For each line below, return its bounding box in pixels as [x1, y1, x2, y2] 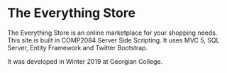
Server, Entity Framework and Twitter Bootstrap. [7, 43, 148, 52]
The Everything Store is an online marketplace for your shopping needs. [7, 28, 218, 37]
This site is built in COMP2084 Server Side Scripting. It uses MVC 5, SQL [7, 35, 220, 44]
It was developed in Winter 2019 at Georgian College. [7, 57, 163, 65]
